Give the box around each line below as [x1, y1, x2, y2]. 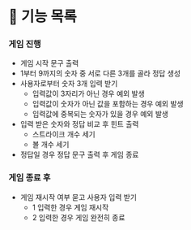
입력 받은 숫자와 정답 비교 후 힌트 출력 [19, 119, 139, 129]
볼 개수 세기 [32, 140, 70, 150]
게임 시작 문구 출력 [19, 59, 79, 68]
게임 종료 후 [8, 172, 51, 184]
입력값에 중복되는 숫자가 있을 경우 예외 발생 [32, 109, 168, 119]
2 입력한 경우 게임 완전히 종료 [32, 212, 125, 222]
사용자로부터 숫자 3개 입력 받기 [19, 79, 118, 89]
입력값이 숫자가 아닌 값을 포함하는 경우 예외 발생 [32, 99, 184, 109]
